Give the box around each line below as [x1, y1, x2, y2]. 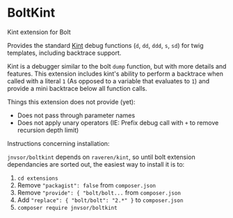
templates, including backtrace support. [7, 49, 122, 57]
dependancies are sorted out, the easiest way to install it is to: [7, 160, 185, 168]
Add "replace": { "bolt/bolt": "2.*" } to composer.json [17, 196, 184, 204]
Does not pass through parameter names [17, 111, 136, 119]
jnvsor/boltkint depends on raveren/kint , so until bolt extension [7, 153, 196, 161]
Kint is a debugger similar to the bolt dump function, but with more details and [7, 62, 227, 70]
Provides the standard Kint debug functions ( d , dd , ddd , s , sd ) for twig [7, 41, 204, 49]
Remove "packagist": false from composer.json [17, 181, 156, 189]
